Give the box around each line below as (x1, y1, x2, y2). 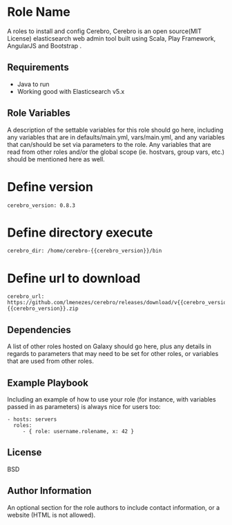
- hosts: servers (7, 416, 57, 423)
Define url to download (7, 270, 141, 286)
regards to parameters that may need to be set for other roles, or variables (7, 350, 219, 358)
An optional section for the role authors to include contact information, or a (7, 503, 220, 511)
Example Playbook (7, 377, 88, 388)
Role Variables (7, 108, 70, 119)
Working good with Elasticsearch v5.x (17, 87, 125, 95)
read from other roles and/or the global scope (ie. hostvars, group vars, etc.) (7, 148, 225, 156)
